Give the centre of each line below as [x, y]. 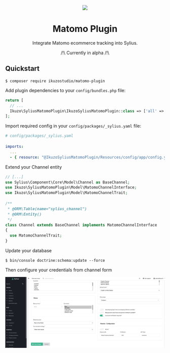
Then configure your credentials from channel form [59, 270]
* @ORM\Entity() [25, 214]
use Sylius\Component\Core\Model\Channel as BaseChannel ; [68, 182]
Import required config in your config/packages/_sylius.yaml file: [73, 126]
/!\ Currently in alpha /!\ [85, 53]
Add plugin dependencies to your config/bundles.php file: [66, 90]
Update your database [29, 250]
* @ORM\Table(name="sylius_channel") [47, 209]
